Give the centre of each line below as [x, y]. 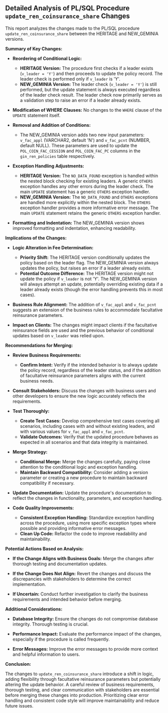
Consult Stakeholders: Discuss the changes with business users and [84, 390]
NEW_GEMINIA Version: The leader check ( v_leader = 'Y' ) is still [88, 84]
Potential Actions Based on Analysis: [44, 549]
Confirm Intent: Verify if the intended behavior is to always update [89, 365]
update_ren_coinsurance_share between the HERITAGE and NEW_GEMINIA [82, 33]
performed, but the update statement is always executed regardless [90, 90]
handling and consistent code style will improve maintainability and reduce [82, 700]
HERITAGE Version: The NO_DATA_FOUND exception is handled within [89, 175]
